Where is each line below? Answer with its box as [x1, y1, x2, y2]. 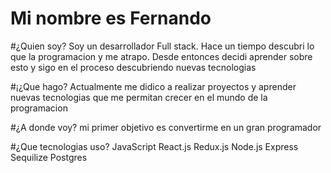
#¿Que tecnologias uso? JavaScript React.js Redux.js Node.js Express [10, 140, 299, 152]
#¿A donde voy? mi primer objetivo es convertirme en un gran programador [10, 121, 322, 133]
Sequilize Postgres [10, 151, 88, 163]
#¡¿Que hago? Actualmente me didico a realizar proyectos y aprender [10, 80, 297, 92]
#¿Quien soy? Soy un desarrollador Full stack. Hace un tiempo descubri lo [10, 40, 315, 52]
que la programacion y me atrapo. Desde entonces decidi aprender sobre [10, 50, 313, 62]
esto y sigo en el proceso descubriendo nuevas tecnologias [10, 61, 257, 73]
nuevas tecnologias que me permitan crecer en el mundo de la [10, 91, 268, 103]
